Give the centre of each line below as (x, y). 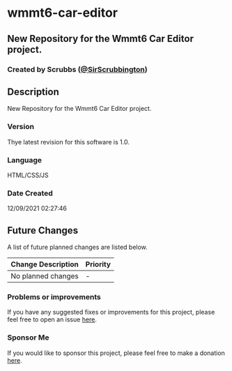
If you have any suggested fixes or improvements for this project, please (111, 312)
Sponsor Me (28, 338)
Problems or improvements (54, 296)
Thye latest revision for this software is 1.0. (69, 142)
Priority (98, 264)
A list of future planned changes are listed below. (77, 247)
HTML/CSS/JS (28, 175)
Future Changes (43, 230)
